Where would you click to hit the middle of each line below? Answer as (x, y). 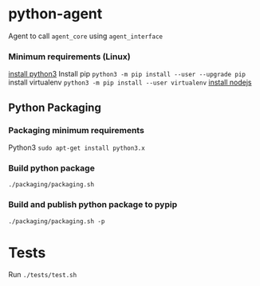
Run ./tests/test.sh (43, 275)
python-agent (55, 14)
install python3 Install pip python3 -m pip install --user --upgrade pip (127, 74)
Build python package (52, 168)
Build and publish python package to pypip (93, 205)
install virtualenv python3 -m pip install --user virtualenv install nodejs (130, 82)
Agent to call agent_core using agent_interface (86, 36)
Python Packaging (55, 107)
